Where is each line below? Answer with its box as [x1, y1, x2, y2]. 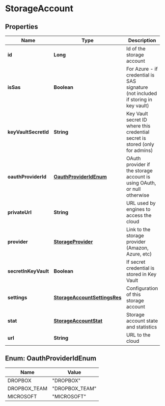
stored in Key [126, 271, 157, 278]
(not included [126, 90, 157, 97]
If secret [126, 258, 146, 265]
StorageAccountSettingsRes [54, 294, 122, 301]
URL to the [126, 331, 151, 338]
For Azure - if [126, 66, 158, 72]
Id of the [126, 45, 146, 52]
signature [126, 84, 148, 91]
